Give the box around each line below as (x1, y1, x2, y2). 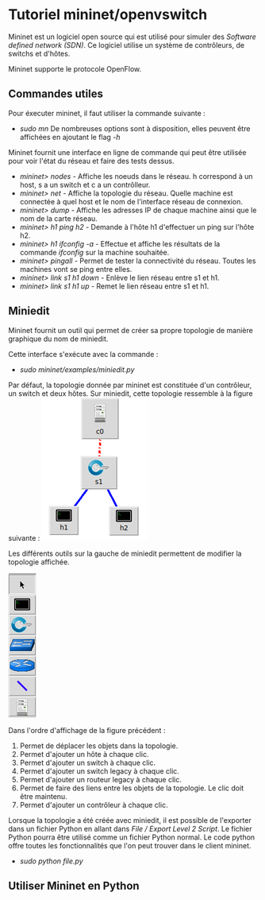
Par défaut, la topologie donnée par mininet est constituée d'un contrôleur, (8, 380, 252, 390)
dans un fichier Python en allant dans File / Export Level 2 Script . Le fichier (8, 824, 252, 833)
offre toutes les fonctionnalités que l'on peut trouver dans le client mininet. (8, 840, 252, 850)
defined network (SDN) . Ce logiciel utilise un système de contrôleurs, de (8, 40, 244, 49)
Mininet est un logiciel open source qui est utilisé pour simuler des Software (8, 32, 256, 41)
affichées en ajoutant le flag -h (19, 132, 121, 142)
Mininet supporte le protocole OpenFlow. (8, 64, 142, 73)
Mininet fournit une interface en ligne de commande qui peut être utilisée (8, 147, 247, 157)
